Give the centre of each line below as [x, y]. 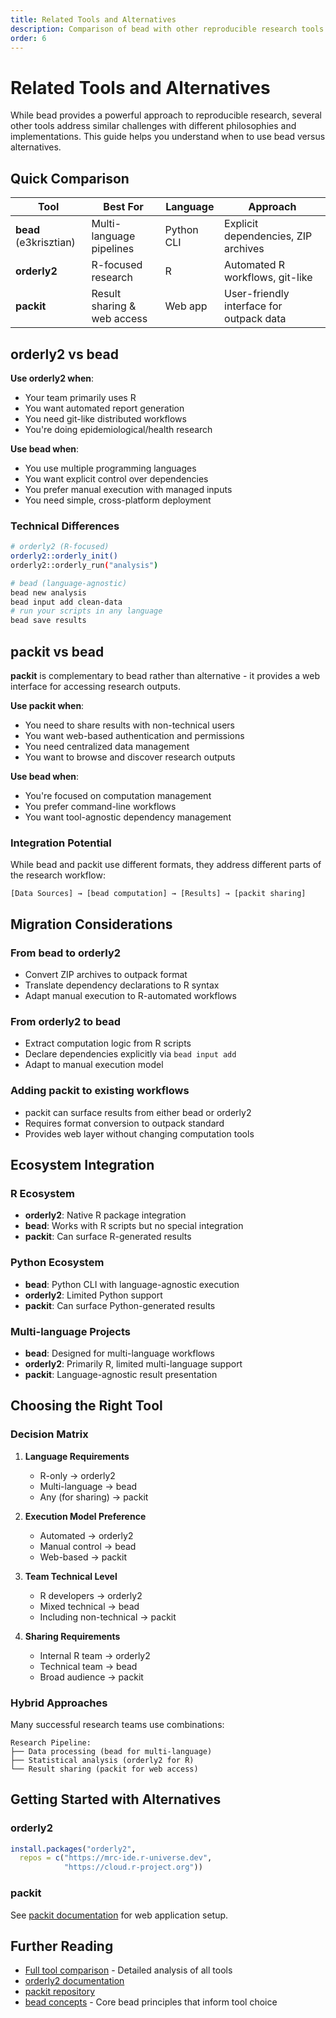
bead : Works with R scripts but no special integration [134, 1226]
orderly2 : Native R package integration [105, 1215]
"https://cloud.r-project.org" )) [133, 1867]
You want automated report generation [104, 408]
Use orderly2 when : [52, 378]
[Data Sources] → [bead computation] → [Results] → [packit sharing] [158, 894]
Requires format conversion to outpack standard [124, 1123]
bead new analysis [48, 592]
